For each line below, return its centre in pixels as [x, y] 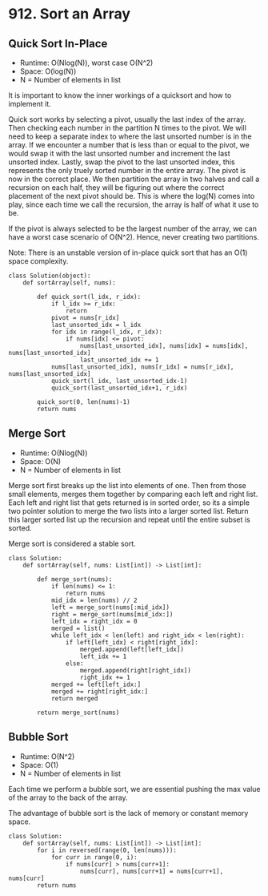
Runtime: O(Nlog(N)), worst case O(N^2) [86, 63]
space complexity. [38, 261]
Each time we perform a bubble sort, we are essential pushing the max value [135, 789]
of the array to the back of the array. [68, 797]
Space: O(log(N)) [48, 71]
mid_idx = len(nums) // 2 [94, 600]
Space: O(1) [39, 765]
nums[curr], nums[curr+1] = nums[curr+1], [152, 871]
